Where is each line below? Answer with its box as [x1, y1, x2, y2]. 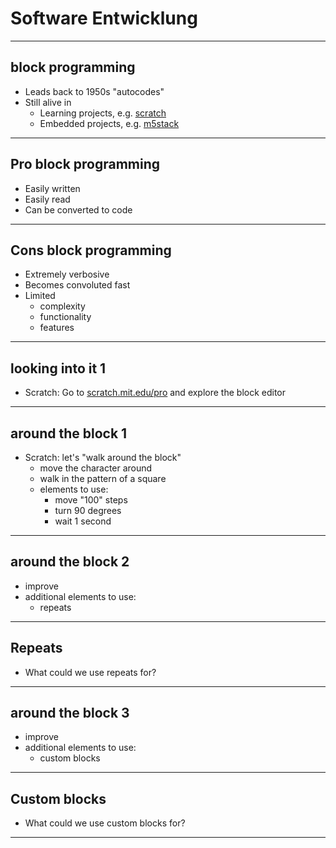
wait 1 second [54, 515, 112, 527]
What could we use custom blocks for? [24, 817, 186, 829]
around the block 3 [10, 705, 130, 722]
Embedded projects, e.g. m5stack [39, 117, 180, 129]
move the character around [39, 462, 153, 474]
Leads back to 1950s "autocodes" [24, 85, 165, 97]
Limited [24, 290, 56, 302]
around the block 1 [10, 425, 128, 442]
